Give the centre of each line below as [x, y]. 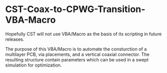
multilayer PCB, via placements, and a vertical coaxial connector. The [77, 54]
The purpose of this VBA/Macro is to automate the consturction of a [76, 49]
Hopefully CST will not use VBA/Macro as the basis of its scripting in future [83, 34]
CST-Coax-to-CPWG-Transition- [75, 9]
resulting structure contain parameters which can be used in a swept [77, 59]
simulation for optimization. [34, 65]
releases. [15, 39]
